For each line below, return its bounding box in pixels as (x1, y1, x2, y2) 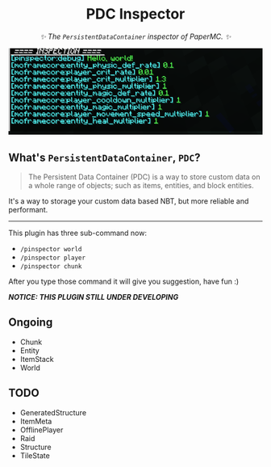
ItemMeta (19, 416, 52, 426)
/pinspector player (19, 254, 86, 263)
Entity (19, 345, 40, 356)
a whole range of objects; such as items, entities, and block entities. (27, 181, 254, 191)
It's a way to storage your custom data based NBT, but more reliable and (8, 196, 249, 206)
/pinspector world (19, 246, 82, 254)
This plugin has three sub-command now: (8, 228, 148, 238)
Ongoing (8, 316, 53, 330)
